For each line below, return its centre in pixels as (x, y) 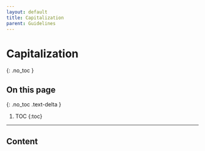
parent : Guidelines (31, 23)
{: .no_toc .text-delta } (34, 105)
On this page (31, 90)
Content (22, 141)
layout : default (27, 12)
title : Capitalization (35, 18)
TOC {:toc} (29, 116)
